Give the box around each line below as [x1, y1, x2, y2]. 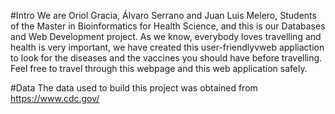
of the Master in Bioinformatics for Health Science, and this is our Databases [10, 20, 326, 32]
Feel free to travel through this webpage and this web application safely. [10, 63, 308, 74]
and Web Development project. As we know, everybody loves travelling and [10, 31, 322, 42]
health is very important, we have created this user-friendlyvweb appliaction [10, 41, 325, 53]
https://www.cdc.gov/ [10, 93, 100, 104]
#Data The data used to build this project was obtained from [10, 82, 258, 94]
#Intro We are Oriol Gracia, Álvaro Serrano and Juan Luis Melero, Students [10, 10, 317, 21]
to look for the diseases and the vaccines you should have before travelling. [10, 52, 323, 64]
